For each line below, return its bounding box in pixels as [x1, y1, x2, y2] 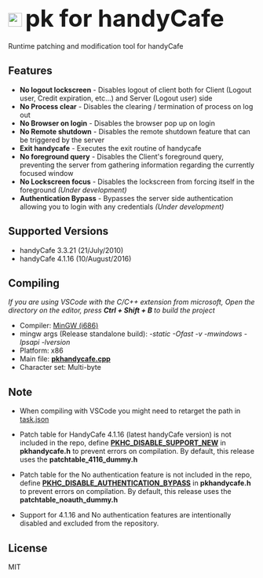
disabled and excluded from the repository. [19, 518, 159, 529]
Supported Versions [8, 225, 108, 238]
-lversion [41, 338, 71, 347]
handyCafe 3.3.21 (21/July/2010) [19, 245, 124, 254]
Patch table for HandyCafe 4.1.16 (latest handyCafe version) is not [19, 430, 232, 439]
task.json [19, 415, 49, 424]
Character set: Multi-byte [19, 363, 102, 372]
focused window [19, 168, 74, 177]
